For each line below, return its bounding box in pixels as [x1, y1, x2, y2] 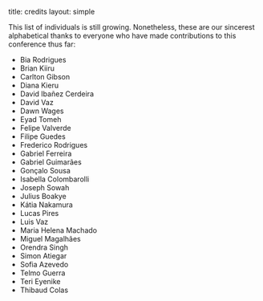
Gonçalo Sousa [19, 166, 71, 175]
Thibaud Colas [19, 285, 69, 295]
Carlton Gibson [19, 72, 71, 81]
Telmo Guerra [19, 268, 66, 278]
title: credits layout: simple [8, 7, 95, 16]
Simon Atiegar [19, 251, 67, 260]
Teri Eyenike [19, 277, 62, 286]
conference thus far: [8, 39, 76, 49]
